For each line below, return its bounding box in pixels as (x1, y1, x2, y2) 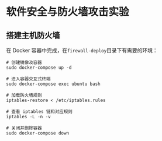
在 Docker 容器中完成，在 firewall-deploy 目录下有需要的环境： (6, 47, 158, 54)
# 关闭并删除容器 (6, 125, 42, 131)
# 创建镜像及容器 (6, 59, 42, 65)
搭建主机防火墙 (6, 30, 60, 40)
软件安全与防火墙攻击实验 (6, 5, 130, 19)
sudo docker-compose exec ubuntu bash (6, 81, 101, 87)
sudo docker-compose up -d (6, 65, 72, 70)
